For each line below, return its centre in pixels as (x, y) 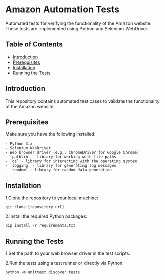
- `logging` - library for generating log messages (61, 166)
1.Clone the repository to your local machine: (52, 198)
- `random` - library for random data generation (59, 170)
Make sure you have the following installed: (50, 134)
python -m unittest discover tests (43, 272)
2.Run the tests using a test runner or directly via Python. (65, 263)
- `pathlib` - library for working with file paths (61, 157)
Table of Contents (34, 45)
